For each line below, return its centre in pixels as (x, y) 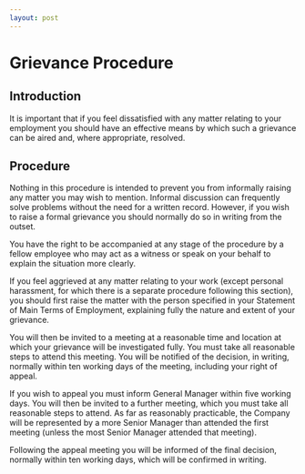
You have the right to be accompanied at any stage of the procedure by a (147, 244)
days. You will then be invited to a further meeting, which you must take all (149, 403)
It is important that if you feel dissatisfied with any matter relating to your (146, 118)
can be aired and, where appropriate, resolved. (97, 137)
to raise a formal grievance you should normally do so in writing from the (146, 217)
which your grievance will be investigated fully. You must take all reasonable (152, 348)
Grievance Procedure (91, 62)
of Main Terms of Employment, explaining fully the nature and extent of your (152, 310)
